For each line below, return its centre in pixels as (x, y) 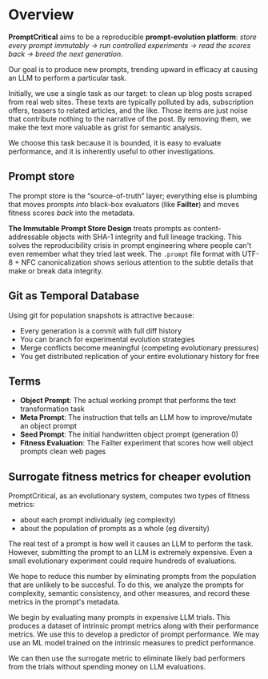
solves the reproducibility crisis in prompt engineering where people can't (130, 245)
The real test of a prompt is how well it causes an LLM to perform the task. (131, 544)
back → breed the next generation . (66, 54)
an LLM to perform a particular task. (68, 78)
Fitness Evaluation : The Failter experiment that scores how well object (136, 443)
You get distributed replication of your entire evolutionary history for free (140, 356)
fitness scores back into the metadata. (72, 213)
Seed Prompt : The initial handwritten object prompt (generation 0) (129, 434)
